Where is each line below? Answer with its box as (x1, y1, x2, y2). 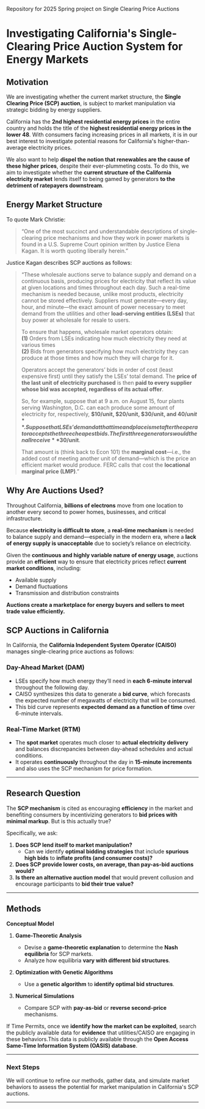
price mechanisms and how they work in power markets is (43, 234, 190, 241)
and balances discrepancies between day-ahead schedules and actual (15, 746, 193, 753)
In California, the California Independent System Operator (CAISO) (6, 642, 177, 649)
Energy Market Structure (6, 199, 103, 210)
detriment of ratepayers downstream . (6, 182, 104, 189)
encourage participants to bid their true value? (15, 880, 134, 888)
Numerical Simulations (15, 992, 74, 1000)
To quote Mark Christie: (6, 215, 66, 223)
